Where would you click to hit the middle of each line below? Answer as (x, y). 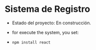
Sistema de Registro (47, 9)
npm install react (31, 42)
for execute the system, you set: (45, 32)
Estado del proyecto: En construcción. (52, 23)
